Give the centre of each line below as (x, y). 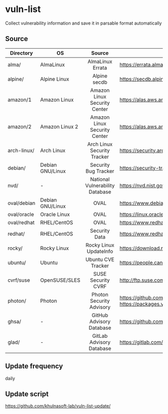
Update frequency (34, 366)
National (100, 179)
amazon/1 (19, 100)
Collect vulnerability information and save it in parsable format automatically (83, 23)
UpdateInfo (100, 251)
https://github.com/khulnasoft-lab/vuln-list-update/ (58, 406)
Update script (27, 394)
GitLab (100, 336)
